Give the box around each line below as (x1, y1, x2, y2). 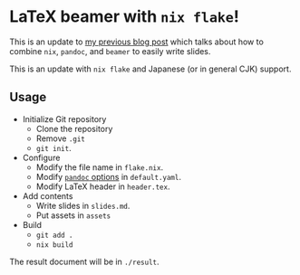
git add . (35, 231, 74, 240)
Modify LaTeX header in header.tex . (35, 181, 170, 192)
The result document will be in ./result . (9, 256, 160, 267)
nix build (35, 240, 74, 250)
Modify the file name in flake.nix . (35, 161, 164, 173)
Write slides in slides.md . (35, 200, 131, 211)
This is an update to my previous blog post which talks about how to (9, 36, 265, 47)
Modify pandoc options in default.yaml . (35, 171, 181, 182)
